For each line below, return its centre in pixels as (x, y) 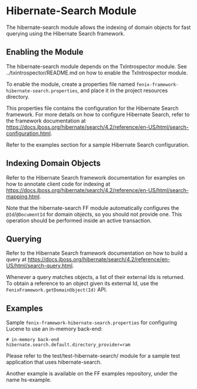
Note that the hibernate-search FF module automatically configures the (93, 208)
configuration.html (29, 133)
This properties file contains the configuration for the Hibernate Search (92, 108)
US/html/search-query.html (39, 266)
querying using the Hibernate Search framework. (65, 33)
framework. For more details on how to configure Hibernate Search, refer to (98, 114)
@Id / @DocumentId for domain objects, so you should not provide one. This (94, 214)
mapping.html (23, 196)
